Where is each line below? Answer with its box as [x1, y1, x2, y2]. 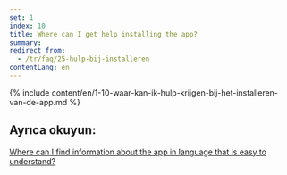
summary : [9, 37, 42, 47]
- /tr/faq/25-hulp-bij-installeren [17, 54, 150, 63]
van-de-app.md [9, 96, 68, 107]
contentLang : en [9, 63, 70, 72]
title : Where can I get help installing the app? [9, 29, 198, 38]
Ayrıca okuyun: [9, 122, 97, 138]
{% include [9, 87, 50, 98]
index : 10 [9, 21, 46, 30]
